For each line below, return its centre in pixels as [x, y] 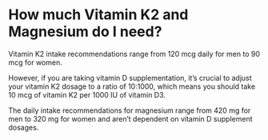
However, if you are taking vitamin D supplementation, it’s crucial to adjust [130, 78]
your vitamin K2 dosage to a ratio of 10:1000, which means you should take [132, 86]
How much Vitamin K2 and [98, 15]
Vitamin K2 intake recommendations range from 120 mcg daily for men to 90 [134, 54]
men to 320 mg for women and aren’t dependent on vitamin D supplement [131, 118]
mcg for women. [35, 62]
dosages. [24, 127]
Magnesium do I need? [85, 32]
